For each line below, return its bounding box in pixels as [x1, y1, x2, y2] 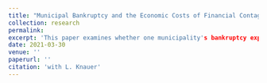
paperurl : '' [8, 56, 52, 64]
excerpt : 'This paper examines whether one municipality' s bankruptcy [8, 33, 247, 42]
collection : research [8, 19, 80, 27]
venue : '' [8, 48, 41, 56]
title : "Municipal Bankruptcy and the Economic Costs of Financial [8, 11, 237, 20]
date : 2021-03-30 [8, 41, 66, 49]
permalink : [8, 26, 44, 34]
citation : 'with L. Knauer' [8, 63, 102, 71]
